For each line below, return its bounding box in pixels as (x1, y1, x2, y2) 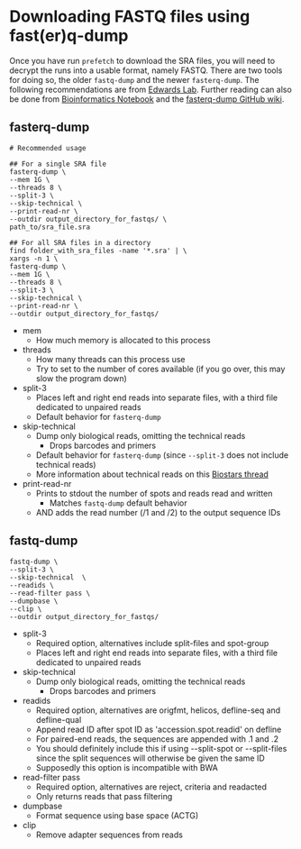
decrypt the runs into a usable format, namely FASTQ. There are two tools (9, 65, 283, 76)
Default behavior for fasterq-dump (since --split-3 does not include (35, 449, 289, 461)
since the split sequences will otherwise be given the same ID (35, 753, 266, 763)
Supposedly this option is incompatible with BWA (35, 762, 219, 772)
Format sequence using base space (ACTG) (35, 809, 199, 821)
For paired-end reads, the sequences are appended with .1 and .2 (35, 733, 279, 744)
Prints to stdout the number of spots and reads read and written (35, 488, 273, 498)
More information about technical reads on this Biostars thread (35, 469, 269, 479)
